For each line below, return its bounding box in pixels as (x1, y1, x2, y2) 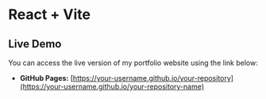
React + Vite (8, 6, 91, 24)
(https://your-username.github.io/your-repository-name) (19, 82, 205, 91)
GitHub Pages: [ (19, 74, 74, 82)
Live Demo (8, 37, 62, 51)
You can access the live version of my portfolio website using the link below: (8, 58, 258, 67)
